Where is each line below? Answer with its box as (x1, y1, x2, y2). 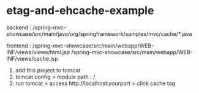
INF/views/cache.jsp (6, 55, 58, 62)
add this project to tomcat (15, 66, 81, 74)
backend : (6, 24, 32, 31)
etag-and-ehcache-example (6, 4, 154, 18)
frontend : (6, 42, 32, 49)
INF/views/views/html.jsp (6, 48, 70, 55)
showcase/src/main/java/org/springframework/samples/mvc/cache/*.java (6, 30, 192, 37)
